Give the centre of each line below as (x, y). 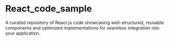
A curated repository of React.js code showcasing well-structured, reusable (85, 22)
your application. (23, 33)
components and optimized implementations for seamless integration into (82, 27)
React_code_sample (49, 9)
